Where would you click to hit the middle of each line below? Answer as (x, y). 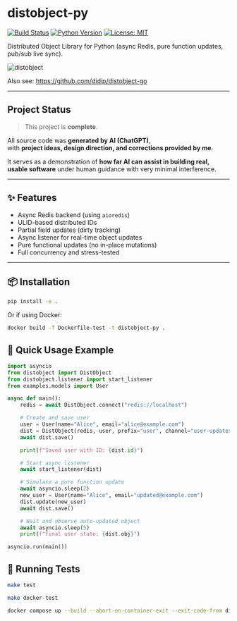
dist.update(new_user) (53, 502)
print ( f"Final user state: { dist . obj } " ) (80, 534)
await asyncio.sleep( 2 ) (55, 489)
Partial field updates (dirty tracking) (69, 230)
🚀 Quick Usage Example (61, 350)
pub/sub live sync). (35, 54)
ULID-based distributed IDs (57, 222)
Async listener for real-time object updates (80, 237)
